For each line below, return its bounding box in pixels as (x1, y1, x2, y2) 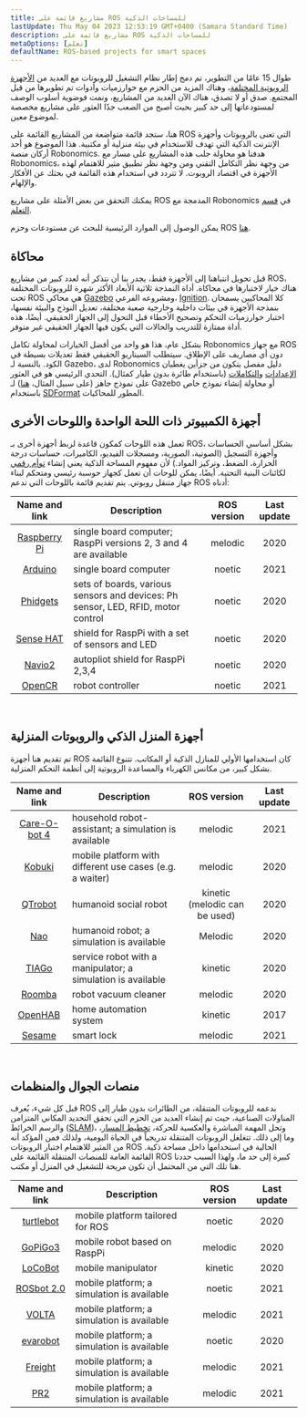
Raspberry (17, 531, 63, 543)
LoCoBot (22, 1262, 60, 1275)
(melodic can (188, 897, 245, 910)
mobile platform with (72, 849, 160, 862)
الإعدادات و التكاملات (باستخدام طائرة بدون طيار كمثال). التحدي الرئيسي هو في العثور (10, 367, 297, 378)
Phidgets (20, 595, 59, 607)
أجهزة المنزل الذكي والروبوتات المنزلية (10, 729, 204, 744)
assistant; (72, 822, 113, 835)
